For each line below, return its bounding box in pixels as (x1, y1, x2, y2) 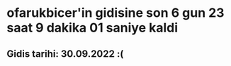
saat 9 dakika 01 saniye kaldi (6, 20, 179, 36)
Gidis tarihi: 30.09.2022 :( (6, 48, 124, 60)
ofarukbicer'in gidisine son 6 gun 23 (6, 5, 225, 21)
